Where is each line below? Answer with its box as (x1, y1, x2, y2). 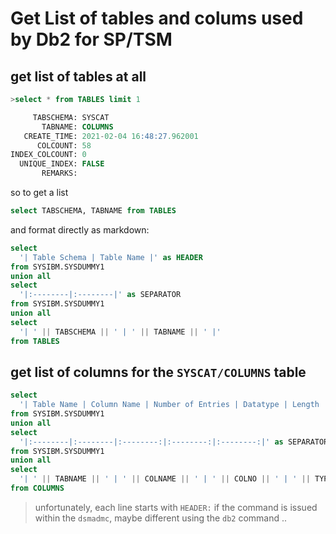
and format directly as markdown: (10, 223, 150, 236)
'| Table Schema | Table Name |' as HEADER (19, 252, 203, 262)
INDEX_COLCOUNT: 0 (10, 150, 87, 160)
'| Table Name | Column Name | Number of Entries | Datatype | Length (19, 400, 320, 410)
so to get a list (10, 187, 69, 198)
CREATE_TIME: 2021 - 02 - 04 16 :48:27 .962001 (23, 131, 199, 141)
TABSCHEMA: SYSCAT (32, 112, 110, 122)
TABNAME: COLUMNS (41, 122, 114, 132)
